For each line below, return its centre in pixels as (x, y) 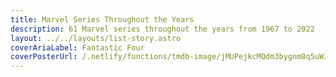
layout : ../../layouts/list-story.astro (96, 38)
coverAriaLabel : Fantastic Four (77, 47)
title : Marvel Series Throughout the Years (102, 19)
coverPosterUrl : (44, 57)
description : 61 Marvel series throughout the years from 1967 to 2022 (162, 29)
